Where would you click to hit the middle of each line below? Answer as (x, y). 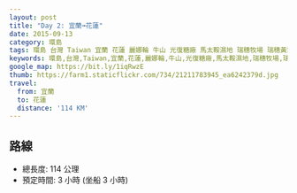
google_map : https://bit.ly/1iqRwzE (76, 67)
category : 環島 (36, 42)
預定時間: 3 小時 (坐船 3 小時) (75, 180)
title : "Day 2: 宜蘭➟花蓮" (56, 26)
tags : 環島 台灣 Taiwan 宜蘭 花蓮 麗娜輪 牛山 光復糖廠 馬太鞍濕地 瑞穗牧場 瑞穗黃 (148, 50)
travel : (23, 83)
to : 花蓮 (32, 100)
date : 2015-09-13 (41, 34)
